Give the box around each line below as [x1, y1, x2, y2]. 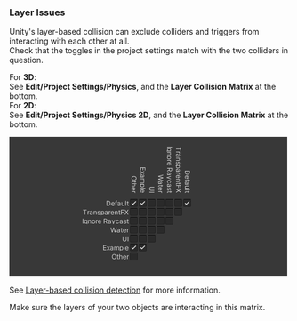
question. [9, 55, 44, 66]
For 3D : [9, 72, 37, 83]
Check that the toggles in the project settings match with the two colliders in [9, 45, 289, 56]
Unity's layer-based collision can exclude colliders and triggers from [9, 27, 260, 37]
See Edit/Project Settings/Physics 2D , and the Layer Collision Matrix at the [9, 109, 289, 121]
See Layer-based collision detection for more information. [9, 285, 221, 295]
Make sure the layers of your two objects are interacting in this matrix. [9, 302, 266, 313]
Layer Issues [9, 6, 66, 19]
